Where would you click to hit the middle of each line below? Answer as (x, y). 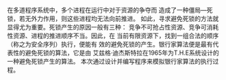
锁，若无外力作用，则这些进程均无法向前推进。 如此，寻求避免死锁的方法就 (113, 18)
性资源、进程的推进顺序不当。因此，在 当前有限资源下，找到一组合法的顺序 (113, 36)
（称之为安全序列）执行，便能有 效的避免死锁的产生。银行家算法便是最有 (110, 44)
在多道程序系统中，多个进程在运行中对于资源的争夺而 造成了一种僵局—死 (110, 10)
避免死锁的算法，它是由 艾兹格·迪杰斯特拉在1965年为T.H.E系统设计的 (122, 53)
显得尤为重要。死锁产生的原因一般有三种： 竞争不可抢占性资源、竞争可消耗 (113, 27)
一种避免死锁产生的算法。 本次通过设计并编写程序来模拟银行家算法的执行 (110, 61)
